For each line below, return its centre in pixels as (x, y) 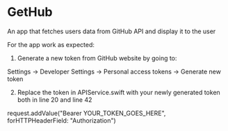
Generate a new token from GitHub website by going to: (97, 58)
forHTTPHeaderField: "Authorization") (62, 120)
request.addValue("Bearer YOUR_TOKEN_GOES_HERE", (87, 113)
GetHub (30, 12)
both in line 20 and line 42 (55, 99)
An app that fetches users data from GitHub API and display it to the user (112, 31)
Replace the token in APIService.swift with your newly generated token (119, 92)
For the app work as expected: (51, 44)
